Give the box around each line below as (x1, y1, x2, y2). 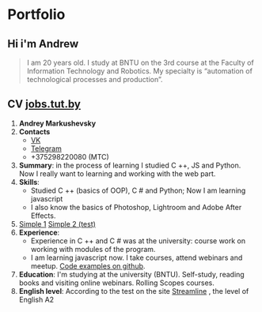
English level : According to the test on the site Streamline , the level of (18, 286, 249, 295)
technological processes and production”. (26, 75, 163, 84)
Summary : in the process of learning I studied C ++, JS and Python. (18, 160, 241, 170)
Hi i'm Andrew (7, 37, 79, 51)
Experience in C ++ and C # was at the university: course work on (30, 235, 246, 246)
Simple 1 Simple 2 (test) (18, 219, 97, 228)
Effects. (30, 211, 56, 220)
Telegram (30, 144, 63, 153)
